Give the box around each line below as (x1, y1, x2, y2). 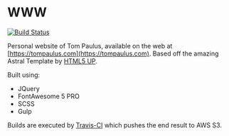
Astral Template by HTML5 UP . (7, 56, 98, 65)
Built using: (7, 70, 41, 79)
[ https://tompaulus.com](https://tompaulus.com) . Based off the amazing (7, 49, 219, 58)
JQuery (17, 84, 41, 93)
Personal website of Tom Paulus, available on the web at (7, 41, 173, 50)
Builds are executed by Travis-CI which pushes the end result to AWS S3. (7, 120, 223, 129)
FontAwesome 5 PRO (17, 92, 80, 100)
